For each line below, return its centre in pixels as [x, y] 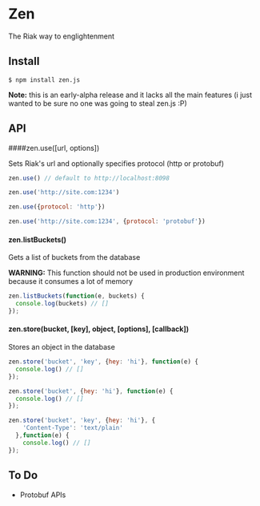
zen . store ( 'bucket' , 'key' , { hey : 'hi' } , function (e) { [103, 362]
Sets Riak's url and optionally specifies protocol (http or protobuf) [116, 163]
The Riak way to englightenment [61, 36]
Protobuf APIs [43, 495]
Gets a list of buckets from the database [74, 257]
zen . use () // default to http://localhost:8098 [89, 178]
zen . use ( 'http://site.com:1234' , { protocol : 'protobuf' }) [107, 221]
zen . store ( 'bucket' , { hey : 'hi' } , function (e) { [91, 391]
